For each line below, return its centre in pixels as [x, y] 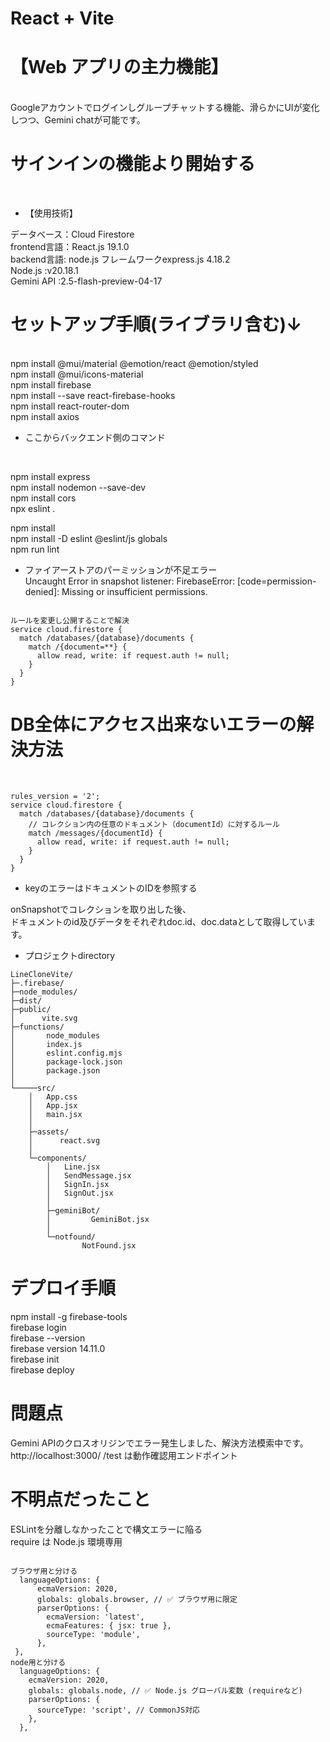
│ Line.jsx [73, 1167]
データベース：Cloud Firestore [72, 234]
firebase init [35, 1359]
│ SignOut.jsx [80, 1193]
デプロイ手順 [63, 1288]
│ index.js [46, 1044]
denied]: [42, 591]
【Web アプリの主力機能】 [119, 67]
